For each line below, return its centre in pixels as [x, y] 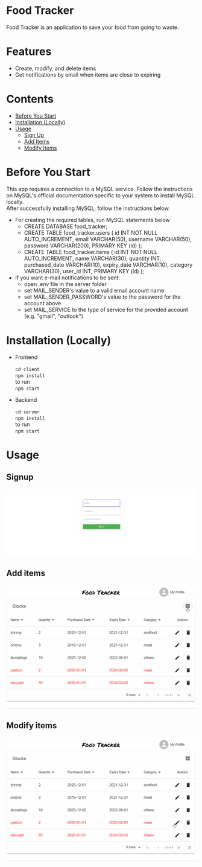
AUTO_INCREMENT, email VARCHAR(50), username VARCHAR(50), [108, 239]
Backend [26, 399]
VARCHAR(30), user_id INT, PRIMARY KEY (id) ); [84, 271]
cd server [27, 412]
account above [43, 303]
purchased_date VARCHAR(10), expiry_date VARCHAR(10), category [108, 265]
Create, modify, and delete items [55, 68]
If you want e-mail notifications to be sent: [68, 278]
